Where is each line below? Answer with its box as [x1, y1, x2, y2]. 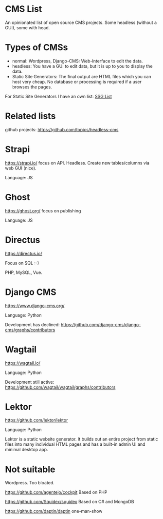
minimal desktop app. [5, 447, 48, 453]
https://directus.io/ [5, 250, 42, 256]
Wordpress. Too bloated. [5, 480, 54, 486]
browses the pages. [12, 84, 52, 90]
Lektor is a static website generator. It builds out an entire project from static [5, 436, 158, 442]
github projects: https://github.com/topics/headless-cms [5, 126, 119, 132]
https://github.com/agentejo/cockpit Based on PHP [5, 489, 108, 495]
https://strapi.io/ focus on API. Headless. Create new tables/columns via [5, 160, 150, 166]
